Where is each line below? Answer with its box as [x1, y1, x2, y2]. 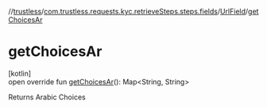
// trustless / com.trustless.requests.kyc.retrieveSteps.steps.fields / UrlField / [8, 7, 249, 16]
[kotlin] [8, 69, 32, 78]
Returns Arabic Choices [8, 92, 86, 102]
